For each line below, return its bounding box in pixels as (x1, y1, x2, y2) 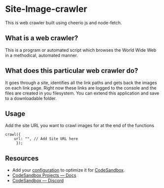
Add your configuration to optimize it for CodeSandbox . (12, 167, 125, 173)
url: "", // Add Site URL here (14, 136, 78, 141)
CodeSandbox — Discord (12, 178, 64, 184)
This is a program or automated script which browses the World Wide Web (5, 47, 157, 53)
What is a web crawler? (5, 34, 78, 42)
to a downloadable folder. (5, 95, 57, 101)
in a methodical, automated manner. (5, 52, 78, 58)
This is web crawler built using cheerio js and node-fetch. (5, 20, 122, 26)
